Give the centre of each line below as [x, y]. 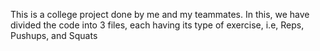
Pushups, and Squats [54, 35]
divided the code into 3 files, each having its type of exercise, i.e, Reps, [157, 25]
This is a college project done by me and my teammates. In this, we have [160, 14]
